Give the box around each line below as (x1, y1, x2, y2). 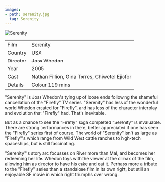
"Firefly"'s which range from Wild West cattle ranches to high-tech (5, 135, 141, 141)
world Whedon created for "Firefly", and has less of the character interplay (5, 105, 157, 111)
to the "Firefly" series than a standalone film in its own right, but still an (5, 166, 149, 172)
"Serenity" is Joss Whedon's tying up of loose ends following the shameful (5, 94, 158, 100)
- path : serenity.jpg (5, 12, 50, 17)
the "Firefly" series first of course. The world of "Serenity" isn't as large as (5, 130, 157, 136)
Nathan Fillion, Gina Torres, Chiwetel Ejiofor (31, 73, 132, 80)
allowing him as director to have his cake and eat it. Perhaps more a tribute (5, 161, 157, 167)
